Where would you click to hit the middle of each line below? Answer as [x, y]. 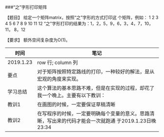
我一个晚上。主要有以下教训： [72, 95]
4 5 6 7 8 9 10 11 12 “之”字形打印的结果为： [48, 24]
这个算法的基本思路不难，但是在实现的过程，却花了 [96, 88]
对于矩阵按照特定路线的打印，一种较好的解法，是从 [96, 72]
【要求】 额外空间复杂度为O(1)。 [38, 40]
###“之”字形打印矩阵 [26, 7]
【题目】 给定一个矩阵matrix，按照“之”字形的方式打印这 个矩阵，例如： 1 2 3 [82, 17]
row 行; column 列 [58, 62]
